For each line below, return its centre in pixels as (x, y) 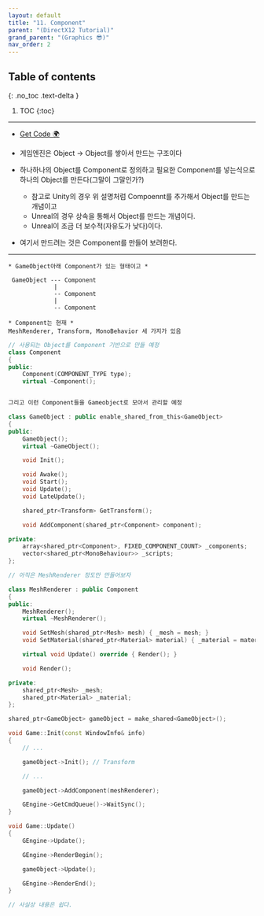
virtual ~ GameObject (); (61, 446)
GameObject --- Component (54, 280)
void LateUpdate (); (54, 497)
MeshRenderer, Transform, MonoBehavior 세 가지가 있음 (95, 331)
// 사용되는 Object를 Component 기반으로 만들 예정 (84, 345)
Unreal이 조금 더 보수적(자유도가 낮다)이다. (97, 226)
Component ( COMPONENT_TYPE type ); (77, 375)
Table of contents (52, 77)
